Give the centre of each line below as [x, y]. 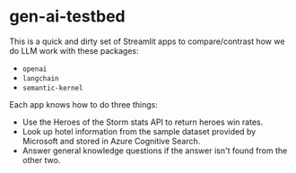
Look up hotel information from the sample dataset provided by [139, 131]
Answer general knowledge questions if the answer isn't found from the [155, 151]
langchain [41, 78]
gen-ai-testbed [67, 17]
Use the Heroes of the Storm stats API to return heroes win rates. [143, 122]
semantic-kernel [52, 88]
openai [35, 69]
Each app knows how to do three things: [84, 104]
